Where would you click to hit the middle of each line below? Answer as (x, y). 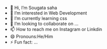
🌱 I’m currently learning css (38, 18)
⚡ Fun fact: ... (24, 42)
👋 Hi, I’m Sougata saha (33, 8)
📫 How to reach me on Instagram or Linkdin (56, 29)
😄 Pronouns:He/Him (32, 36)
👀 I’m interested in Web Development (48, 13)
